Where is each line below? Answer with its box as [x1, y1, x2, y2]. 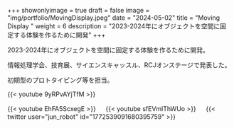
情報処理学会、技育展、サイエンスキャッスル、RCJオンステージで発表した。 [7, 61, 231, 69]
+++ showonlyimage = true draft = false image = [7, 6, 150, 14]
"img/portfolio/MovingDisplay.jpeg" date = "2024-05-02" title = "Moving [7, 13, 220, 22]
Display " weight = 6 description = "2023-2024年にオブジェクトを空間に [7, 22, 220, 30]
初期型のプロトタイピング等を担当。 [7, 76, 114, 84]
